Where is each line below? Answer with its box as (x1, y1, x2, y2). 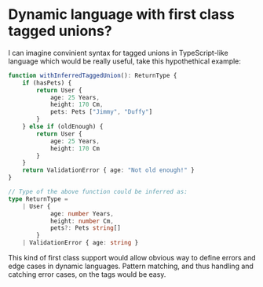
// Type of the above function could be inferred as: (8, 188, 188, 196)
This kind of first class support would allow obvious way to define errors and (8, 253, 256, 263)
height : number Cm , (49, 217, 114, 225)
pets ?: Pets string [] (49, 224, 122, 232)
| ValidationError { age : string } (22, 239, 139, 247)
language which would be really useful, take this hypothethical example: (8, 56, 242, 66)
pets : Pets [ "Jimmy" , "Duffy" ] (49, 108, 153, 116)
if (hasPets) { (22, 78, 72, 87)
